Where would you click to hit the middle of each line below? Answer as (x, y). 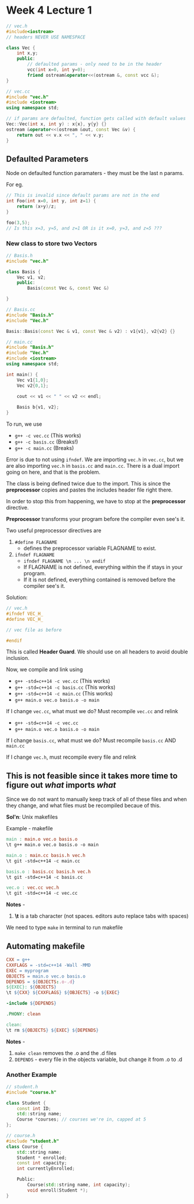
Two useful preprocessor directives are (54, 530)
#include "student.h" (33, 1141)
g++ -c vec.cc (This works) (48, 436)
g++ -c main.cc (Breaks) (44, 448)
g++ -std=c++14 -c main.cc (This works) (64, 694)
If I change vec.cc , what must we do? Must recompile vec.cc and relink (92, 711)
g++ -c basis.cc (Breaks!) (46, 442)
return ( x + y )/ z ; (37, 207)
